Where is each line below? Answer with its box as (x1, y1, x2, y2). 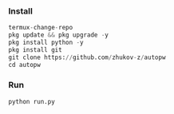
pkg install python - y (8, 38, 84, 47)
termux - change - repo (8, 24, 73, 32)
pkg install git (8, 45, 62, 53)
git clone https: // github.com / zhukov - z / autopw (8, 53, 166, 61)
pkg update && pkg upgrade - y (8, 31, 109, 39)
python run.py (8, 97, 56, 105)
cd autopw (8, 61, 42, 69)
